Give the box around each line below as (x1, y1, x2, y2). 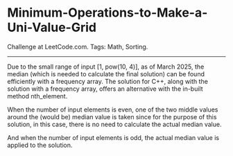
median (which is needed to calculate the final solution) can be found (7, 69, 205, 78)
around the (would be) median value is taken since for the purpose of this (7, 112, 217, 121)
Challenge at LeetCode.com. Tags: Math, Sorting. (7, 42, 148, 51)
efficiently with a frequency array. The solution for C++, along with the (7, 77, 208, 85)
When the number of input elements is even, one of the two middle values (7, 105, 218, 114)
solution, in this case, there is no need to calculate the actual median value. (7, 120, 222, 128)
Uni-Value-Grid (7, 19, 97, 35)
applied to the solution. (7, 141, 73, 149)
